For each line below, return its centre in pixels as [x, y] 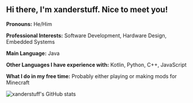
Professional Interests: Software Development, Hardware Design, [86, 36]
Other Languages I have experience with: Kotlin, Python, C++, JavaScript [97, 65]
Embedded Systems [30, 41]
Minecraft [18, 82]
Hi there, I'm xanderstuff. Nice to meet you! [87, 10]
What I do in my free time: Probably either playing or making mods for [91, 76]
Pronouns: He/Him [29, 24]
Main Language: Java [33, 53]
